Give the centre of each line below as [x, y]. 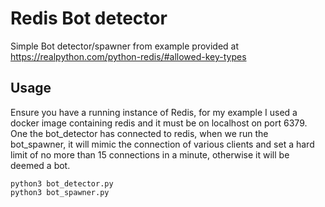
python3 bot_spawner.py [60, 192]
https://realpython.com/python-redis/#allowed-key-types [128, 56]
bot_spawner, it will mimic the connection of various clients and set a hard [162, 144]
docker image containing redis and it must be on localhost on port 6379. [159, 123]
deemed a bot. [40, 165]
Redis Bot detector [89, 18]
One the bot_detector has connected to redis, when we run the [139, 133]
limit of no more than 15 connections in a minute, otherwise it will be [150, 154]
